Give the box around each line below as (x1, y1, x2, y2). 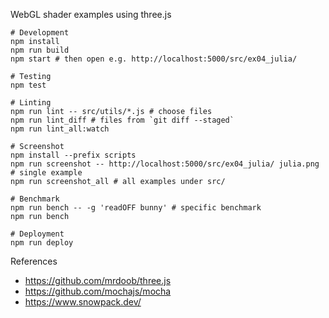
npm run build (10, 45, 70, 55)
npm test (10, 80, 47, 90)
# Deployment (10, 229, 65, 239)
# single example (10, 168, 83, 178)
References (10, 255, 58, 267)
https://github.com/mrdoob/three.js (24, 275, 172, 286)
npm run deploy (10, 238, 74, 248)
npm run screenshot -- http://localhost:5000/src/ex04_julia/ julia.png (10, 159, 320, 169)
